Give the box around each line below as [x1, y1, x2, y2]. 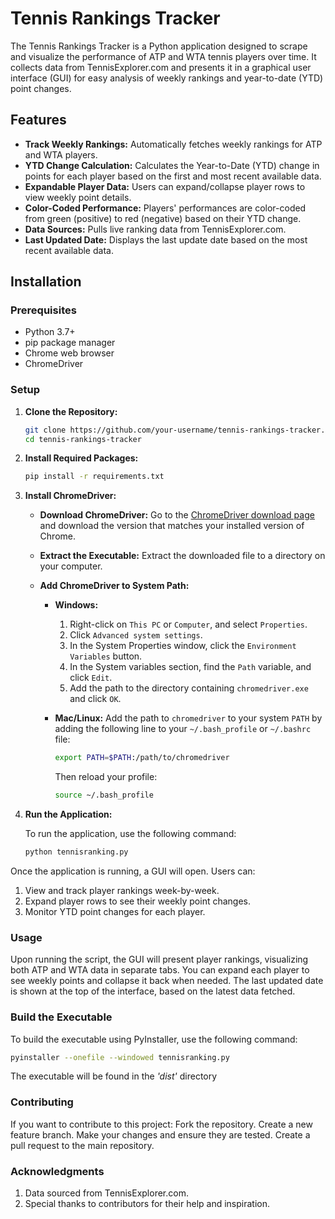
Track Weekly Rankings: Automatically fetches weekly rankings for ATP [24, 138, 323, 150]
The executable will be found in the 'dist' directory [10, 1070, 218, 1082]
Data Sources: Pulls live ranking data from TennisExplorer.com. [24, 223, 287, 235]
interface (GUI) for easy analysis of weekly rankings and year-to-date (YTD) [10, 72, 324, 84]
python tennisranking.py [24, 847, 129, 857]
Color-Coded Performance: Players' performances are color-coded [24, 202, 307, 214]
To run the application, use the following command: [24, 828, 237, 840]
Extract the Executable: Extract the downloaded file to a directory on [39, 550, 326, 562]
